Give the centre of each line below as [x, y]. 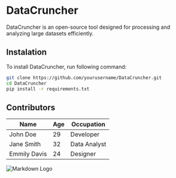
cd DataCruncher [26, 83]
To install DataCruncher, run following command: [66, 67]
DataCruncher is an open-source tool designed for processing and [88, 27]
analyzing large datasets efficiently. [50, 33]
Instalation [26, 52]
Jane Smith [25, 144]
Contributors [31, 108]
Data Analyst [88, 144]
